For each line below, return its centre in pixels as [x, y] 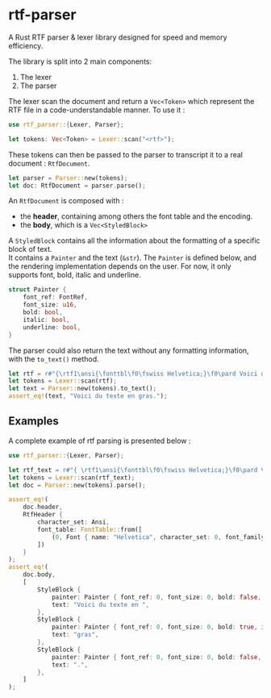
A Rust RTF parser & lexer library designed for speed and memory [118, 37]
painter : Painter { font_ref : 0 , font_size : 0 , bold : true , [154, 627]
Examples [33, 421]
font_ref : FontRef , [56, 297]
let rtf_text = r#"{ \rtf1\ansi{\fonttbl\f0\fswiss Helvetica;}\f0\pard [133, 470]
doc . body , [40, 575]
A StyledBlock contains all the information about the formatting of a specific [134, 240]
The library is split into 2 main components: [80, 61]
